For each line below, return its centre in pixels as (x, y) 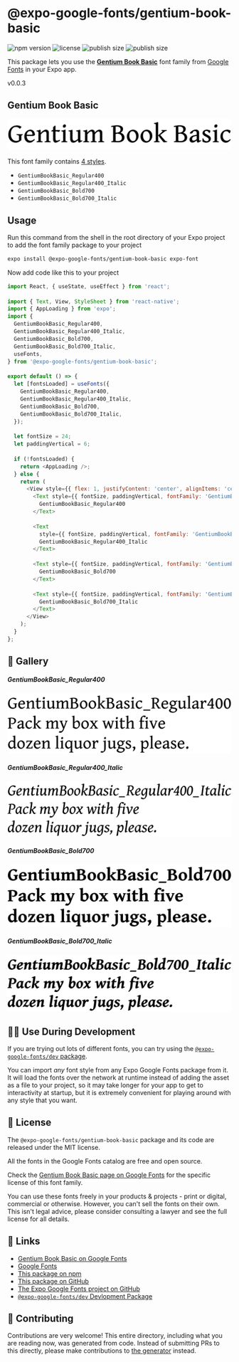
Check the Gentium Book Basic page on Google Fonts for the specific (109, 1175)
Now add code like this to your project (63, 273)
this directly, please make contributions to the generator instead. (102, 1351)
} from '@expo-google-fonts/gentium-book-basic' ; (83, 361)
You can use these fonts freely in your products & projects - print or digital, (117, 1196)
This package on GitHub (53, 1281)
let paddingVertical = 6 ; (52, 444)
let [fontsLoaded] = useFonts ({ (62, 384)
